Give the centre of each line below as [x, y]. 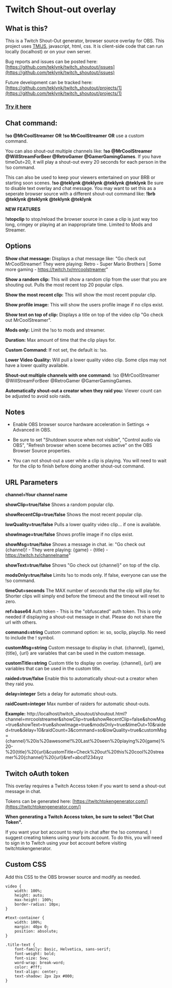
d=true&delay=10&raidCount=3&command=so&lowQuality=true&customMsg [86, 730]
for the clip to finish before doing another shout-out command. [79, 466]
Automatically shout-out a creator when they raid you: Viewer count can [83, 391]
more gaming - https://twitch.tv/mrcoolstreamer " [57, 269]
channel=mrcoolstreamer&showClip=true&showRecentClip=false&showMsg [86, 719]
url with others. [21, 623]
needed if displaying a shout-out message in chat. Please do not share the [84, 617]
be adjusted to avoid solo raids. [38, 396]
